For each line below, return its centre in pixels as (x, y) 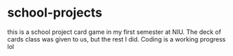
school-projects (55, 13)
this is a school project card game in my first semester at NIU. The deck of (114, 32)
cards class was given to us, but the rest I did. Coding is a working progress (116, 39)
